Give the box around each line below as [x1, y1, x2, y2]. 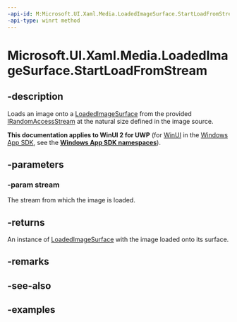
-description [7, 91, 63, 103]
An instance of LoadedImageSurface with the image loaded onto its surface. [7, 235, 229, 243]
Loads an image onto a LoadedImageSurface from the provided [7, 109, 192, 117]
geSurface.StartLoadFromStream [7, 62, 208, 79]
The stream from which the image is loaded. [7, 196, 135, 205]
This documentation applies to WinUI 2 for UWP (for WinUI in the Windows [7, 130, 228, 139]
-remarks [7, 255, 49, 268]
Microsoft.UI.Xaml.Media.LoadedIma [7, 47, 229, 64]
